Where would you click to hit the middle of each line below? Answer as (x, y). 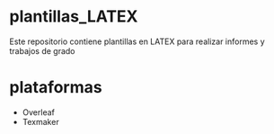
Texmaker (41, 121)
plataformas (56, 88)
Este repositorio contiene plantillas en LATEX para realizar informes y (137, 41)
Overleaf (39, 112)
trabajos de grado (42, 50)
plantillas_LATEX (74, 17)
